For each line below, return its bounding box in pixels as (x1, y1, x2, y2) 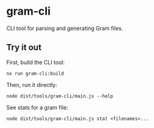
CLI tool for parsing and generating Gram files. (6, 24, 123, 32)
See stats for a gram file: (6, 104, 68, 111)
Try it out (6, 42, 42, 53)
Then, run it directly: (6, 81, 57, 88)
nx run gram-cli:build (6, 70, 64, 77)
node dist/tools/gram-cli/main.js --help (6, 93, 114, 99)
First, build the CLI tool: (6, 58, 65, 66)
